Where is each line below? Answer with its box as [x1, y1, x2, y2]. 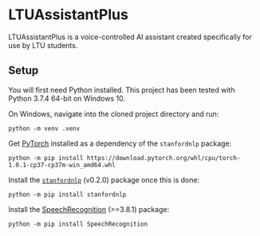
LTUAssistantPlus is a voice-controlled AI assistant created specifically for [8, 32, 253, 42]
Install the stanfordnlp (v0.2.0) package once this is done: [8, 174, 200, 185]
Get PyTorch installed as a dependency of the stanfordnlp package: [8, 138, 232, 148]
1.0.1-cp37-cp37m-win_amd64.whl [8, 161, 116, 169]
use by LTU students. [8, 40, 78, 50]
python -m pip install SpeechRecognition [8, 220, 148, 228]
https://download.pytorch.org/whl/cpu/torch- [86, 154, 241, 162]
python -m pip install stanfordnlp [8, 190, 127, 198]
